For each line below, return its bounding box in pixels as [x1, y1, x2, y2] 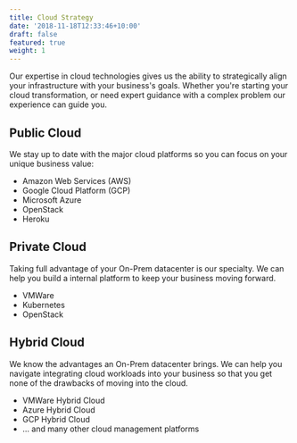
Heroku [21, 213, 50, 224]
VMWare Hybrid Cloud [21, 395, 105, 405]
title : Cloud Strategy [9, 13, 94, 22]
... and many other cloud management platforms [21, 423, 200, 434]
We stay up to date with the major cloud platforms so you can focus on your [9, 148, 288, 159]
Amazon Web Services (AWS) [21, 175, 132, 186]
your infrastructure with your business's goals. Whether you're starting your [9, 80, 288, 91]
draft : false [9, 29, 58, 38]
